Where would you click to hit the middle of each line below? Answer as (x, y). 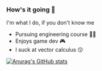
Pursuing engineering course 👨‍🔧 (56, 34)
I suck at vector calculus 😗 (49, 50)
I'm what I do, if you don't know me (50, 23)
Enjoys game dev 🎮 (40, 41)
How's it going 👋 (31, 10)
